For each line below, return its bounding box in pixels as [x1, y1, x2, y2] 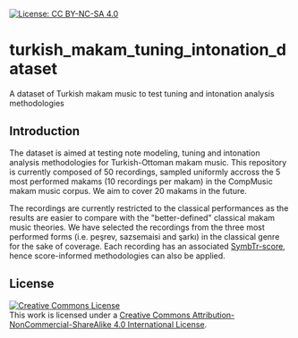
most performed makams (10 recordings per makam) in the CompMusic [9, 175, 273, 187]
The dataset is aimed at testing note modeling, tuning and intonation [9, 148, 260, 158]
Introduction [9, 123, 81, 139]
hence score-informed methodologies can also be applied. [9, 250, 226, 261]
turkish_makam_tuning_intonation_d [9, 40, 286, 60]
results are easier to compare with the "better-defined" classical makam [9, 212, 276, 223]
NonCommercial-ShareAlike [9, 318, 112, 330]
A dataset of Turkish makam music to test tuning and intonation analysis [9, 88, 275, 98]
